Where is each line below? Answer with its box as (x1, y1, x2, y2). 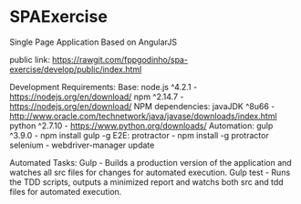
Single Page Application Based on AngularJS (9, 36, 178, 47)
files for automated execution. (9, 186, 122, 197)
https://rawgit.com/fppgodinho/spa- (51, 54, 189, 65)
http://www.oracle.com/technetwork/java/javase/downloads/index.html (9, 110, 277, 121)
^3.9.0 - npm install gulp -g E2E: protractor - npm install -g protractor (9, 129, 269, 140)
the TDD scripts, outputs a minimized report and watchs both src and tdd (9, 176, 285, 188)
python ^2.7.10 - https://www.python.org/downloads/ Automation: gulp (9, 120, 274, 131)
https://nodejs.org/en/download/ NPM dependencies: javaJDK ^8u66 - (9, 100, 275, 111)
